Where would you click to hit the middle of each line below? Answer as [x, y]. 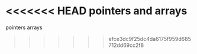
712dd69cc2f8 [126, 45]
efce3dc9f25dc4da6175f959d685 [150, 39]
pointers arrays [24, 27]
